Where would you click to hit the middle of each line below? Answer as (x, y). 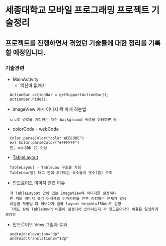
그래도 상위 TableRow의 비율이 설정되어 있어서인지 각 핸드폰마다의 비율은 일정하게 (84, 209)
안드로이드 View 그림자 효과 (40, 224)
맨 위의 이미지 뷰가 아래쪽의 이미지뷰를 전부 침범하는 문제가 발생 (68, 198)
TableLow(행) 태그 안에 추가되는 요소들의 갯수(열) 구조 (61, 173)
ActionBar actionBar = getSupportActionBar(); (59, 95)
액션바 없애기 (33, 85)
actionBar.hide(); (29, 99)
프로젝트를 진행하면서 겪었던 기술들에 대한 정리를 (76, 43)
